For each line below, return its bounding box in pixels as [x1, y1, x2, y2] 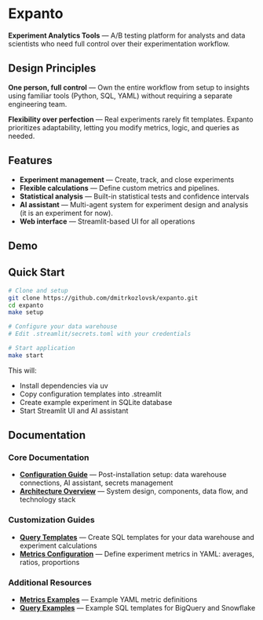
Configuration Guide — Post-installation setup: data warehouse [19, 470, 227, 480]
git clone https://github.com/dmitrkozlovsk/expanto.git [8, 294, 199, 302]
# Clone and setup [8, 286, 68, 294]
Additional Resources [8, 577, 92, 588]
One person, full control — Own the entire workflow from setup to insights [8, 82, 250, 92]
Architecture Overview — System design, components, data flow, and [19, 487, 249, 496]
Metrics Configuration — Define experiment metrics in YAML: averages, [19, 549, 255, 558]
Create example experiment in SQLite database [19, 397, 173, 407]
